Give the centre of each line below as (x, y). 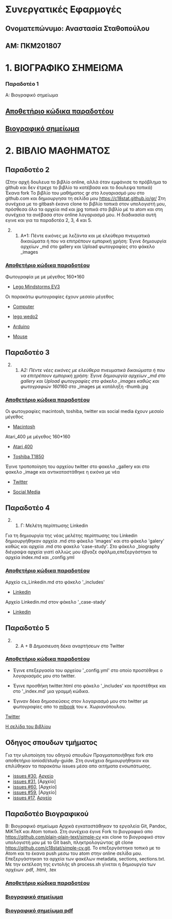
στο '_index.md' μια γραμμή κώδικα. (51, 691)
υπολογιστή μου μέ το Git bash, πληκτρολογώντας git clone (69, 842)
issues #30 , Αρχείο (33, 776)
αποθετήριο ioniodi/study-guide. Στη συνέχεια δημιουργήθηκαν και (77, 760)
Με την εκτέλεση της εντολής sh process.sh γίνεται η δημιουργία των (81, 865)
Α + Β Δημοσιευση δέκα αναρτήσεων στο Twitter (72, 646)
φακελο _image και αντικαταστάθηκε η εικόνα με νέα (63, 472)
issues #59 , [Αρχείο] (35, 792)
